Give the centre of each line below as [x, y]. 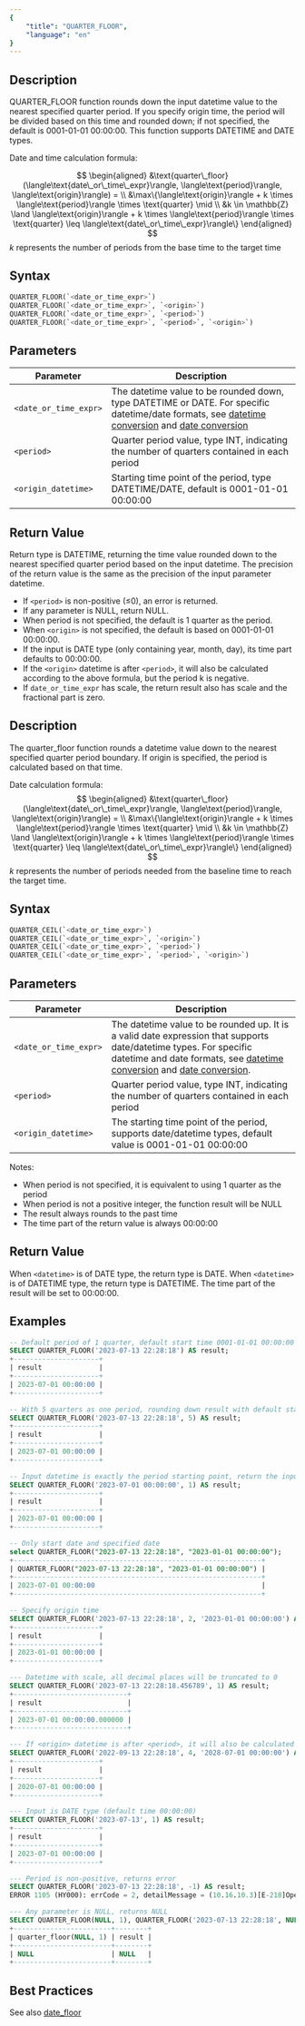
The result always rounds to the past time [100, 1214]
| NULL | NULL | [81, 1954]
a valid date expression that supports [190, 1036]
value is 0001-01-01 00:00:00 [179, 1145]
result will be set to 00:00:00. [64, 1293]
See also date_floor [45, 2012]
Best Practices [51, 1990]
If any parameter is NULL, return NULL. [96, 610]
